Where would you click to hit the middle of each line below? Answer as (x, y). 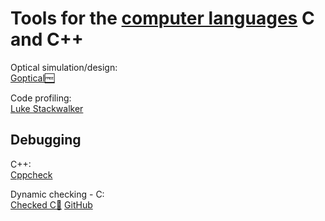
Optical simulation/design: (64, 67)
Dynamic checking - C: (57, 194)
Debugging (46, 140)
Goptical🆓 (32, 78)
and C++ (47, 39)
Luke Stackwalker (47, 108)
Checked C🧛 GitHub (51, 204)
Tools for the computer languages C (162, 18)
